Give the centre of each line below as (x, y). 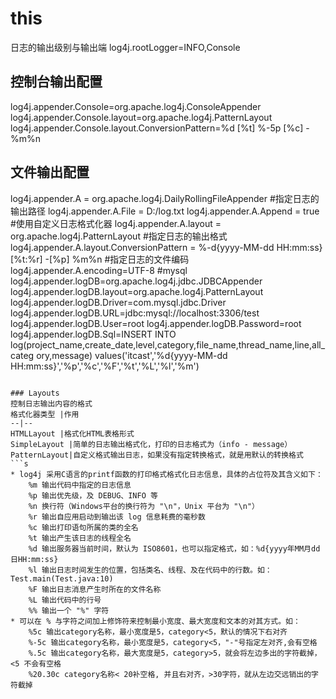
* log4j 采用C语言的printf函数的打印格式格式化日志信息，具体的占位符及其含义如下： (166, 474)
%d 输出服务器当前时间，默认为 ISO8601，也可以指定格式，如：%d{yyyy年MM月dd (174, 548)
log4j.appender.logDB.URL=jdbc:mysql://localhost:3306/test (135, 313)
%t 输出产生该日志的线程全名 (80, 538)
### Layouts (35, 393)
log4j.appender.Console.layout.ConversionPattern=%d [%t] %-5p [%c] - (160, 128)
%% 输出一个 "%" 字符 (69, 610)
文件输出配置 (50, 172)
